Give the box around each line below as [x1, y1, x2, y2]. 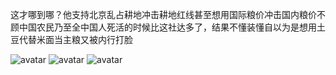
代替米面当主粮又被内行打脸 [18, 34, 133, 45]
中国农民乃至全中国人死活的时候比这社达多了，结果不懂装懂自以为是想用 [18, 21, 317, 33]
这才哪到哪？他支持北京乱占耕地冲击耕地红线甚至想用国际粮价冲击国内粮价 [10, 9, 317, 20]
